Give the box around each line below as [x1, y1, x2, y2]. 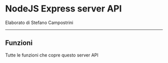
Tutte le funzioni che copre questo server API [5, 52, 98, 58]
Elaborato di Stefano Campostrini [5, 19, 73, 25]
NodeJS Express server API [5, 3, 122, 14]
